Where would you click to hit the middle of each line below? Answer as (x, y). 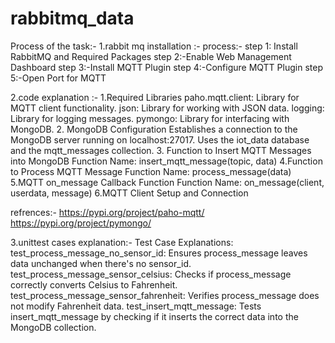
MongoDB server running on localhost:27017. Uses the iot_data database (160, 139)
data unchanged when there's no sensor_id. (101, 263)
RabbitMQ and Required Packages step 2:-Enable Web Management (151, 56)
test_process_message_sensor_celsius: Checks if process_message (151, 274)
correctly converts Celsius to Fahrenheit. (94, 284)
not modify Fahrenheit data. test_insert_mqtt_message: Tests (136, 306)
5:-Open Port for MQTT (58, 78)
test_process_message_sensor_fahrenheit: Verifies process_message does (165, 295)
